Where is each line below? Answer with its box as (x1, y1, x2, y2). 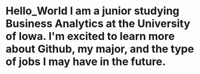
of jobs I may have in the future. (5, 55, 166, 69)
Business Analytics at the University (5, 17, 190, 30)
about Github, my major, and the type (5, 42, 194, 56)
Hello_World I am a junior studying (5, 4, 180, 18)
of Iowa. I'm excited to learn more (5, 30, 175, 43)
